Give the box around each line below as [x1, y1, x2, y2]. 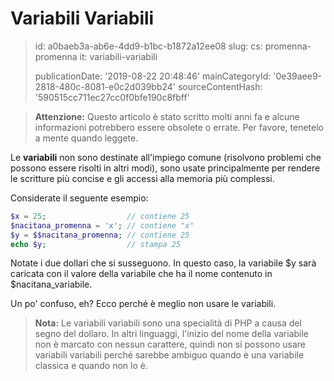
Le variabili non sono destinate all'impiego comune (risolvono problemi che [10, 151, 322, 163]
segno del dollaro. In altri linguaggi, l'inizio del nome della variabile [34, 328, 310, 340]
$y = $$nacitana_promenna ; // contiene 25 [10, 230, 190, 240]
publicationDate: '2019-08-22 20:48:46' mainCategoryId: [34, 70, 272, 82]
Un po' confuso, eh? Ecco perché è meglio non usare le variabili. [10, 298, 277, 310]
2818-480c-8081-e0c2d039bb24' [34, 80, 177, 92]
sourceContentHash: [177, 80, 263, 92]
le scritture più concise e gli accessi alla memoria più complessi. [10, 172, 275, 184]
